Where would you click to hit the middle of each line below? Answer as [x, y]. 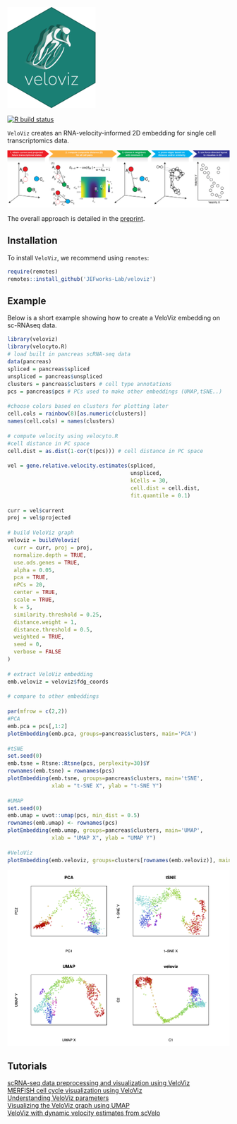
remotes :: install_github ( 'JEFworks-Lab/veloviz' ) [82, 279]
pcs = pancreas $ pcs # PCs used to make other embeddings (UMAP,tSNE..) [115, 392]
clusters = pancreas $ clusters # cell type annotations [90, 384]
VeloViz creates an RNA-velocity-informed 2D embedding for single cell [112, 133]
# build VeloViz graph [41, 533]
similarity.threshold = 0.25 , [58, 615]
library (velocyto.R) [38, 347]
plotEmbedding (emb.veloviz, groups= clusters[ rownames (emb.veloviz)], [112, 860]
